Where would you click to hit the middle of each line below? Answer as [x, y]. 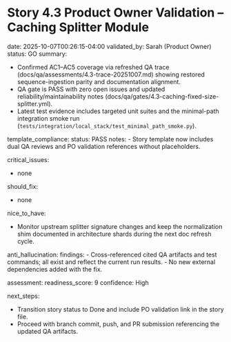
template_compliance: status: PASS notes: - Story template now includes [110, 139]
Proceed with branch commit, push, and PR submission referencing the [118, 324]
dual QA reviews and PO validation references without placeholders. [104, 146]
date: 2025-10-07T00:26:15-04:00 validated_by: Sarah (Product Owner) [109, 46]
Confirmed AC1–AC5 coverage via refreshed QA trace [93, 67]
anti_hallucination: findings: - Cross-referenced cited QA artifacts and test [112, 254]
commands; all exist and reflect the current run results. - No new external [111, 262]
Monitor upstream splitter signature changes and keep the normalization [120, 226]
